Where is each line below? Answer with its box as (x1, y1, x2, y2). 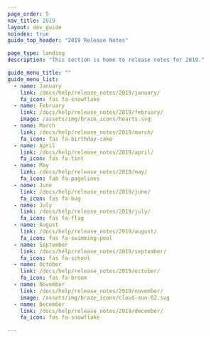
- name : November (13, 281, 65, 288)
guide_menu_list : (7, 75, 59, 83)
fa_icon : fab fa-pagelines (20, 175, 100, 182)
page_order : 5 (7, 10, 50, 18)
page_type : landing (7, 50, 65, 57)
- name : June (13, 181, 53, 189)
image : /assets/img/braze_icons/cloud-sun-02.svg (20, 294, 171, 301)
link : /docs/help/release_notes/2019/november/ (20, 287, 163, 295)
